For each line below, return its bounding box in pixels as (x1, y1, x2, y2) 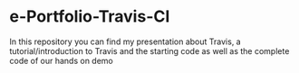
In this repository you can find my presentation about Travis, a (9, 36, 242, 47)
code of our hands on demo (9, 55, 113, 66)
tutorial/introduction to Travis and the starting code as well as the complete (9, 45, 290, 56)
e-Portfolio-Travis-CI (9, 6, 170, 27)
